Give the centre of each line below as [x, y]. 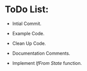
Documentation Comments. [41, 53]
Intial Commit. [27, 23]
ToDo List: [27, 9]
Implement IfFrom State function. [47, 63]
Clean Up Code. [29, 43]
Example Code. [28, 33]
